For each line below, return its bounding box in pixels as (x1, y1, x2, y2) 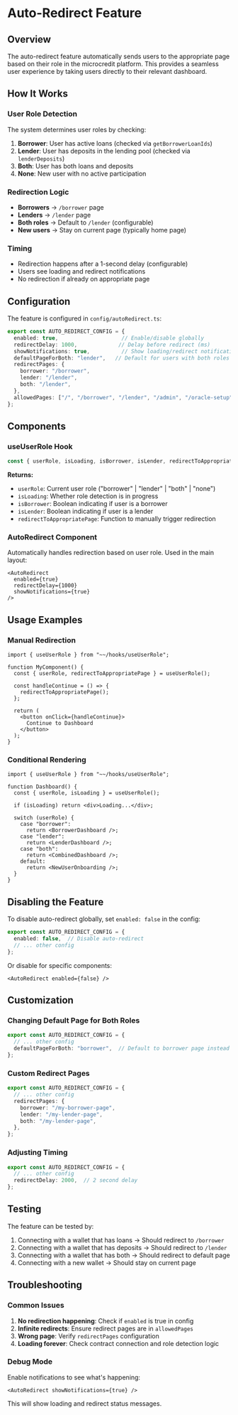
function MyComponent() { (7, 664, 84, 671)
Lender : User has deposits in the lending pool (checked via (17, 146, 191, 155)
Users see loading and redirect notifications (17, 267, 146, 276)
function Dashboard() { (7, 783, 78, 790)
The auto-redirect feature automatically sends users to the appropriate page (7, 52, 230, 60)
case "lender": (20, 833, 65, 840)
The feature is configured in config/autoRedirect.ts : (7, 314, 162, 323)
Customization (7, 994, 74, 1006)
